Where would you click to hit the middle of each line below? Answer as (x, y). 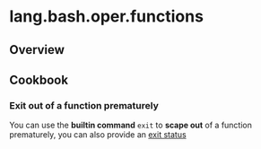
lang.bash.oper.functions (107, 17)
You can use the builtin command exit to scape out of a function (131, 125)
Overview (37, 50)
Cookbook (39, 79)
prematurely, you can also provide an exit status (98, 135)
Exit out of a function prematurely (84, 105)
